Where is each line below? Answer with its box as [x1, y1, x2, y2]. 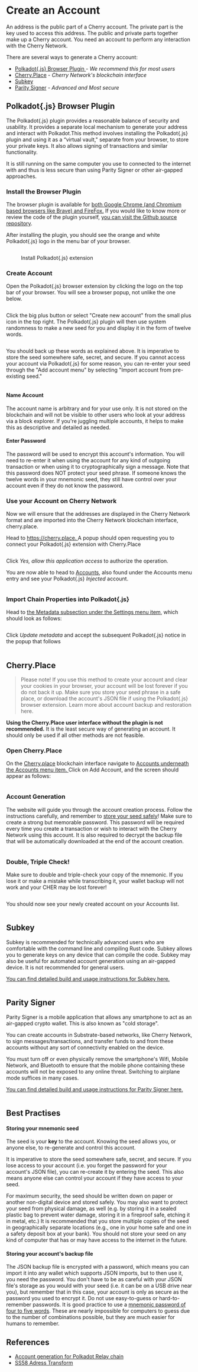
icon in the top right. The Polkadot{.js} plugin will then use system [6, 318, 167, 325]
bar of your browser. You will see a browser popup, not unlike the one [6, 289, 176, 296]
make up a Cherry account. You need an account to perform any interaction [6, 36, 191, 43]
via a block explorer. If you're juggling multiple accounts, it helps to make [6, 417, 184, 424]
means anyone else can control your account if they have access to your [6, 1174, 183, 1182]
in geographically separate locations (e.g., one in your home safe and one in [6, 1224, 191, 1231]
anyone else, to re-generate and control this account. [6, 1144, 136, 1151]
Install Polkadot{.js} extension [21, 255, 93, 262]
